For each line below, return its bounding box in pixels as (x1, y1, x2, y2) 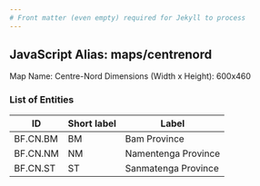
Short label (67, 117, 116, 130)
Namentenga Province (125, 147, 221, 160)
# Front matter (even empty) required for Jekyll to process (9, 13, 246, 23)
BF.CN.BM (14, 132, 59, 145)
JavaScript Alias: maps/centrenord (9, 47, 212, 63)
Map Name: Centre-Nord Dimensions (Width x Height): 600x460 (9, 71, 252, 82)
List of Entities (9, 93, 75, 106)
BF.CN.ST (14, 162, 56, 174)
